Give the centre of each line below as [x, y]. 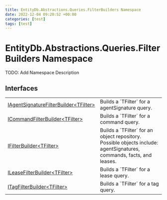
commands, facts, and [126, 155]
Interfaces [22, 88]
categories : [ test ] [25, 19]
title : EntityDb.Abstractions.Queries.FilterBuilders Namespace [73, 10]
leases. [108, 161]
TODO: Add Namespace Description [42, 73]
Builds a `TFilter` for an [126, 130]
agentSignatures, [120, 149]
